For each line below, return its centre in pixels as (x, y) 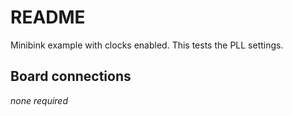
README (48, 17)
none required (39, 100)
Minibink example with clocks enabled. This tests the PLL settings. (147, 45)
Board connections (71, 76)
